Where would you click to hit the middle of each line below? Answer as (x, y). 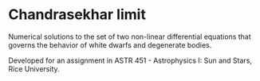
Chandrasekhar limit (77, 15)
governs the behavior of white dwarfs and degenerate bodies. (110, 44)
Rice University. (34, 68)
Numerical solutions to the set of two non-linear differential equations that (130, 37)
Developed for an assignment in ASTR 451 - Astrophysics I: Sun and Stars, (130, 60)
